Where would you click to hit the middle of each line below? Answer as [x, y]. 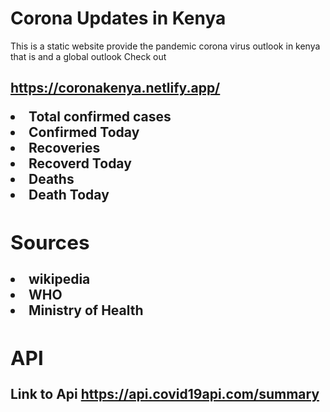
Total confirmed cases [100, 117]
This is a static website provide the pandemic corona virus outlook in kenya [165, 46]
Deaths [51, 179]
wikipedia [59, 278]
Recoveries [64, 148]
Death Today [69, 195]
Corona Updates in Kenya [118, 18]
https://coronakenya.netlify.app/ [115, 88]
